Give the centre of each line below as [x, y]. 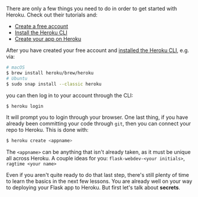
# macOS [16, 67]
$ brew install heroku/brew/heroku [50, 73]
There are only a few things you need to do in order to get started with [92, 9]
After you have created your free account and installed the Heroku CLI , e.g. [98, 50]
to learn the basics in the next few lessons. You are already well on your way [99, 181]
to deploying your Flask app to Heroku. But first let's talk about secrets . [93, 188]
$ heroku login [25, 106]
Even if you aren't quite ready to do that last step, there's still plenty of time [98, 175]
